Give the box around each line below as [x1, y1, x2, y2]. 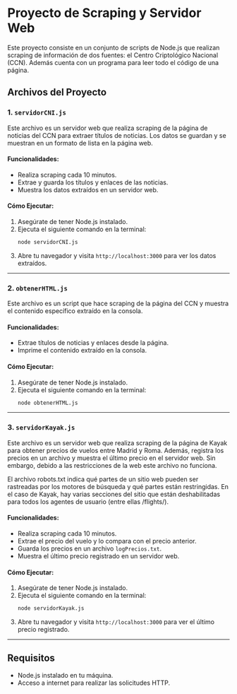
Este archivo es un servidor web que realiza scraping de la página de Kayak [7, 438, 228, 447]
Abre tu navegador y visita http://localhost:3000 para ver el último [17, 618, 215, 626]
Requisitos [7, 652, 55, 664]
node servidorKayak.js [17, 605, 85, 612]
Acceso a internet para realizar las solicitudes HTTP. [17, 678, 171, 687]
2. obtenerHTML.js [7, 283, 68, 293]
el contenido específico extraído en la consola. [7, 307, 143, 315]
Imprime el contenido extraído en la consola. [17, 346, 147, 355]
